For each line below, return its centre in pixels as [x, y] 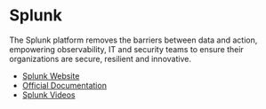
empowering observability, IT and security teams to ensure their [127, 49]
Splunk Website [51, 75]
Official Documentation [64, 85]
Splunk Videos [48, 95]
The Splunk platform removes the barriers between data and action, [133, 40]
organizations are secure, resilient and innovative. [100, 58]
